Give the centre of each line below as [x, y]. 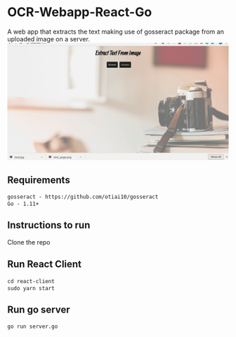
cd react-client [31, 281]
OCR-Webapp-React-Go [80, 12]
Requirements [39, 180]
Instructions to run [49, 225]
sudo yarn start [31, 288]
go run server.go [33, 326]
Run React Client [45, 264]
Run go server [39, 310]
